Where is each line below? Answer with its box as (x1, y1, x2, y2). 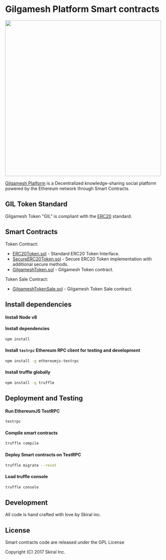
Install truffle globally (5, 369, 51, 375)
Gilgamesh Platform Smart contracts (5, 3, 160, 15)
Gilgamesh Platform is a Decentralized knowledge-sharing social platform (5, 180, 157, 186)
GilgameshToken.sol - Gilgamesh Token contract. (12, 266, 114, 272)
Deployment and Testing (5, 394, 83, 402)
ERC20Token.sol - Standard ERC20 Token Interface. (12, 250, 120, 256)
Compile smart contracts (5, 430, 58, 436)
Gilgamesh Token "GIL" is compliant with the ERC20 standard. (5, 213, 132, 219)
